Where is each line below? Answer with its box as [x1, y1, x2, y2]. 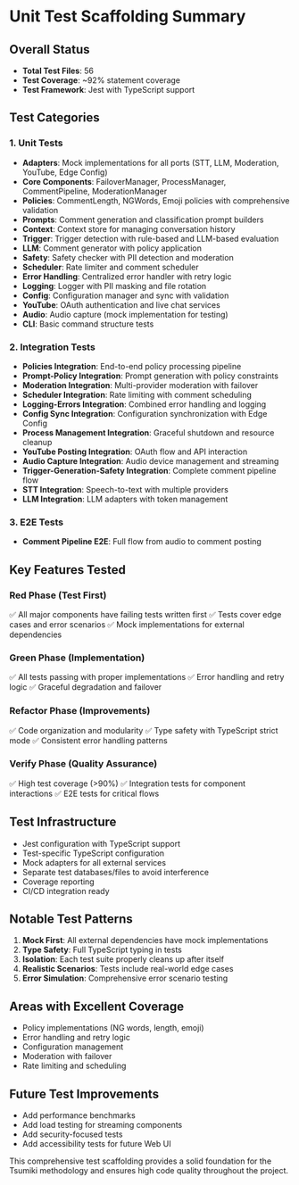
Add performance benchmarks [21, 1110, 136, 1121]
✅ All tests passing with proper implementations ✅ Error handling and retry [9, 672, 285, 683]
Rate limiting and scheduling [21, 1060, 127, 1072]
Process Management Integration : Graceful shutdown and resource [21, 427, 275, 438]
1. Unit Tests [9, 137, 63, 149]
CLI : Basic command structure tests [21, 319, 154, 329]
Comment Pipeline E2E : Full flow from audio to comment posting [21, 536, 262, 547]
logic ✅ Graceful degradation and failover [9, 682, 162, 692]
